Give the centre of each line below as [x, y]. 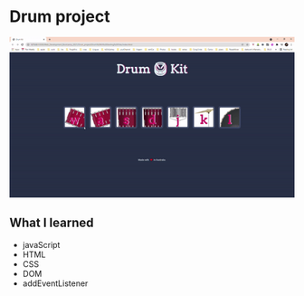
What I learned [52, 223]
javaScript [41, 244]
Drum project [60, 17]
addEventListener [55, 283]
